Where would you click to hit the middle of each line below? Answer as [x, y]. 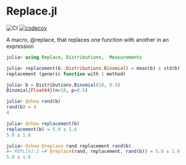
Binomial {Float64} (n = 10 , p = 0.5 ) [47, 90]
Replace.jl [32, 11]
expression [20, 46]
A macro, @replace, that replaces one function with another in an [88, 39]
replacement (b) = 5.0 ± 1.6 [42, 129]
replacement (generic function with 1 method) [66, 74]
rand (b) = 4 [21, 107]
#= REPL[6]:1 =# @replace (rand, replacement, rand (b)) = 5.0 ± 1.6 [93, 152]
